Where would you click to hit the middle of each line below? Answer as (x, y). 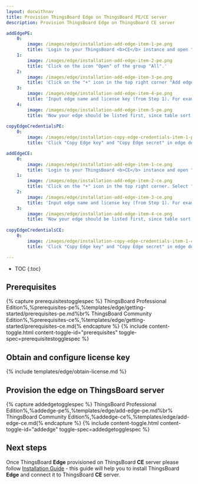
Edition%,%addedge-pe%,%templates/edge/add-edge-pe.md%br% (90, 410)
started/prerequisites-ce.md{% (44, 326)
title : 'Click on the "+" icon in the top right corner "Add (104, 83)
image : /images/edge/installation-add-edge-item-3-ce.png (100, 197)
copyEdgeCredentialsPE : (35, 126)
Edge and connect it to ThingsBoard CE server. (63, 475)
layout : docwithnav (30, 11)
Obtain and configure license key (68, 357)
